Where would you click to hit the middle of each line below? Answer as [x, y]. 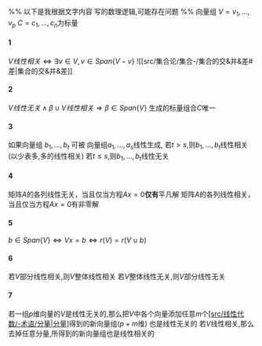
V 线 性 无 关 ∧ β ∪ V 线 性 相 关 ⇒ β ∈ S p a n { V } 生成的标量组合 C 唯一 [112, 108]
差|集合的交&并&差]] [40, 71]
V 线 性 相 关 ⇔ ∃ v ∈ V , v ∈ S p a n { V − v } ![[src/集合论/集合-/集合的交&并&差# [131, 61]
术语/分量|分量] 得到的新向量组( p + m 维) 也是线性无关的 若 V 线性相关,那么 [138, 323]
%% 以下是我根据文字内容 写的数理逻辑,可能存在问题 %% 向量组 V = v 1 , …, [129, 13]
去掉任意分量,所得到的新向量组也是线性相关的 [82, 333]
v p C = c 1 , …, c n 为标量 [43, 24]
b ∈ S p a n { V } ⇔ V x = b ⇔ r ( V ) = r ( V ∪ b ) [77, 240]
